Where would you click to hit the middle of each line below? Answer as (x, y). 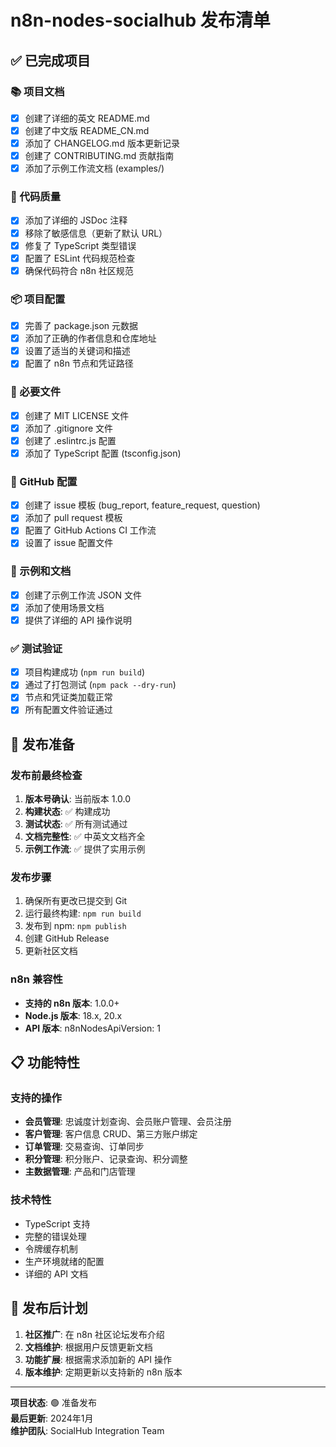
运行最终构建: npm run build (83, 913)
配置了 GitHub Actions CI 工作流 (90, 530)
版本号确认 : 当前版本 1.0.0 (78, 799)
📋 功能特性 (45, 1062)
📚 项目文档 (37, 91)
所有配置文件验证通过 (68, 710)
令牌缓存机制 (51, 1248)
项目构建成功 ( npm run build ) (85, 672)
